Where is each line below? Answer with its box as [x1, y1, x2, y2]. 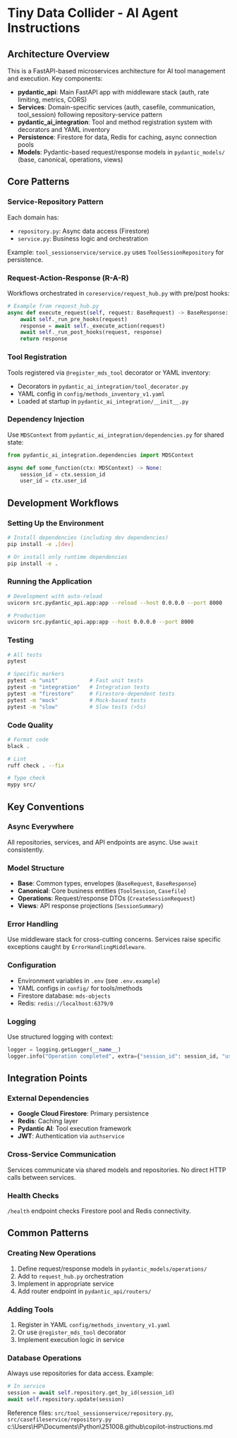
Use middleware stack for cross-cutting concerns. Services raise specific [7, 935, 221, 943]
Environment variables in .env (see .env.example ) [17, 976, 161, 985]
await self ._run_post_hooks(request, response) [20, 329, 162, 336]
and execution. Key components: [7, 74, 103, 83]
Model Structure [7, 863, 65, 873]
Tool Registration [7, 352, 67, 362]
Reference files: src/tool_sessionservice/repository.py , [7, 1408, 174, 1417]
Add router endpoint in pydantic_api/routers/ [17, 1286, 152, 1295]
